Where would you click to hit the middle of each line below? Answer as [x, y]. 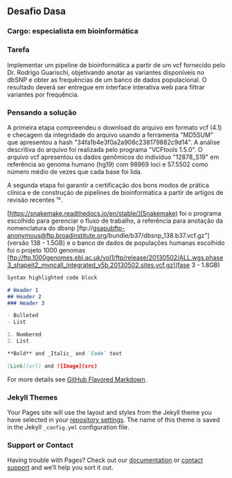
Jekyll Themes [33, 397]
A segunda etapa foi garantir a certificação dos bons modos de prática [108, 185]
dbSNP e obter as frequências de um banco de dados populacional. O [107, 80]
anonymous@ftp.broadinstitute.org [57, 235]
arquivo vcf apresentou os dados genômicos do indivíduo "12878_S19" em [113, 157]
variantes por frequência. [43, 94]
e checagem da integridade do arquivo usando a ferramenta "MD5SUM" [110, 135]
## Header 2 [24, 297]
